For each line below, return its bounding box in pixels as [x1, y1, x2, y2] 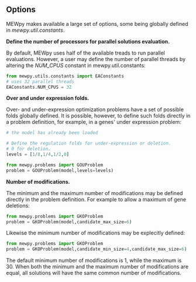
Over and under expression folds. [6, 95, 90, 102]
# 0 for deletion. [6, 146, 51, 152]
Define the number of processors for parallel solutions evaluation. [6, 38, 170, 45]
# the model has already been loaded [6, 130, 98, 136]
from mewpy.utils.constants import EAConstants [6, 73, 125, 79]
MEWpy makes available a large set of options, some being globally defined [6, 20, 188, 27]
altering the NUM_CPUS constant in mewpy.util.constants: [6, 62, 146, 69]
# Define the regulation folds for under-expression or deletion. [6, 140, 171, 146]
